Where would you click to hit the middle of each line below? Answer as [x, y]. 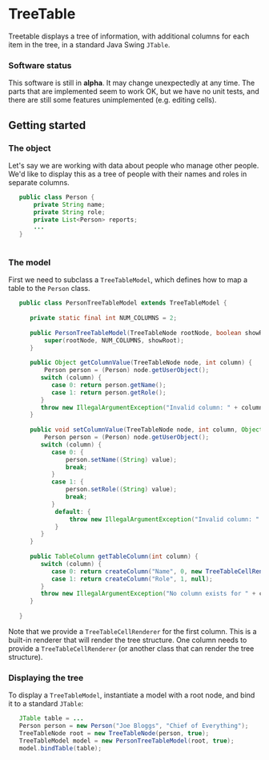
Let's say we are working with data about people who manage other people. [134, 165]
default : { [73, 511]
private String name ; [69, 204]
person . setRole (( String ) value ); [121, 490]
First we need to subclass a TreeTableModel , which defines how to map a [128, 280]
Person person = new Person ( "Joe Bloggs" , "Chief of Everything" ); [134, 726]
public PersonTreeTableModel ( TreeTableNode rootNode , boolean [135, 333]
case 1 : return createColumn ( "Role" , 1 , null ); [132, 579]
